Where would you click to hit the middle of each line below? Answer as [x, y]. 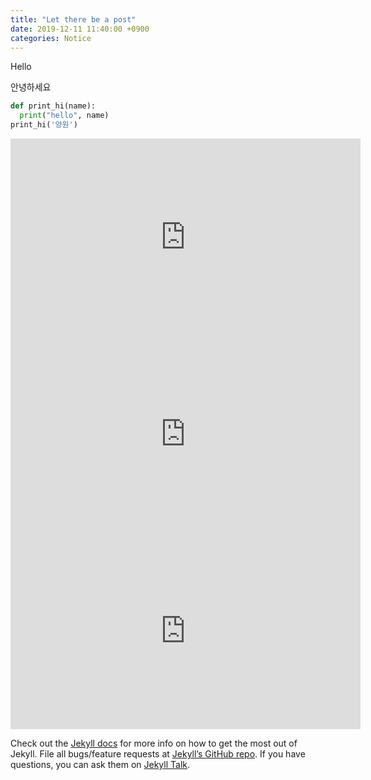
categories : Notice [51, 38]
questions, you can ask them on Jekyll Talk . [100, 764]
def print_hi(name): [53, 106]
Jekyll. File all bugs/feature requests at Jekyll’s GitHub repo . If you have [158, 754]
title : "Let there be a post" [73, 19]
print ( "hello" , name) [64, 116]
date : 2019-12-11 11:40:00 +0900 [80, 29]
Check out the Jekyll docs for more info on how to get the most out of [154, 743]
